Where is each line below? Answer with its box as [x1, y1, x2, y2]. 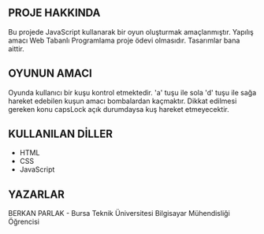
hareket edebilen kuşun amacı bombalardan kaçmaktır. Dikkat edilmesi [8, 96, 237, 106]
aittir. [8, 43, 25, 54]
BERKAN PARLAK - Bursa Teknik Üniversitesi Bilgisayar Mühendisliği [8, 209, 230, 218]
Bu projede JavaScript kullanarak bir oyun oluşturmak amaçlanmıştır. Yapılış [8, 27, 254, 36]
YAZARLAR [8, 188, 65, 201]
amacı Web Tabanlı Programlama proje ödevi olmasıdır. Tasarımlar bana [8, 35, 240, 45]
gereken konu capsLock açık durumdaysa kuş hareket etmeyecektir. [8, 104, 230, 113]
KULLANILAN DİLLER [8, 128, 113, 141]
